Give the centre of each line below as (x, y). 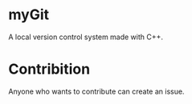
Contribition (49, 69)
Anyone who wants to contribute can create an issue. (96, 91)
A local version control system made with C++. (86, 37)
